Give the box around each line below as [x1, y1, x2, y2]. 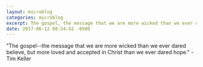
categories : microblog [6, 14, 63, 21]
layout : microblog [6, 8, 53, 15]
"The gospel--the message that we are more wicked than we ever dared [6, 42, 186, 49]
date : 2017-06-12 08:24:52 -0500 [6, 25, 91, 32]
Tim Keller [6, 55, 31, 62]
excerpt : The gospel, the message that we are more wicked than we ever [6, 20, 193, 26]
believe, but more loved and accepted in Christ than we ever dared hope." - [6, 49, 194, 56]
